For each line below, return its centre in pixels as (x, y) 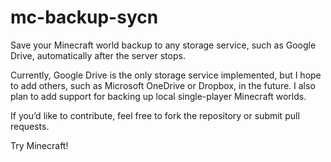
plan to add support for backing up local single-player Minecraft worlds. (158, 96)
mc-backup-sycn (84, 17)
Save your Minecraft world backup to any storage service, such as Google (163, 45)
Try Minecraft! (39, 145)
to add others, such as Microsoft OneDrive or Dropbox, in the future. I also (163, 85)
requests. (30, 126)
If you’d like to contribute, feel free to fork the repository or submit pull (155, 115)
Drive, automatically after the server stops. (98, 55)
